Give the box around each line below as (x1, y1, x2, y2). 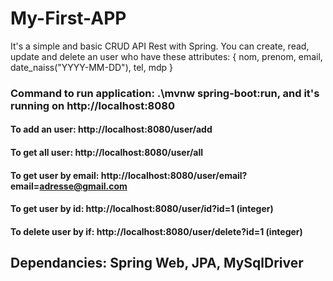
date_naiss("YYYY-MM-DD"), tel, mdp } (10, 61, 173, 73)
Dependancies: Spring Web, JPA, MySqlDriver (10, 255, 304, 272)
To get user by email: (10, 169, 100, 181)
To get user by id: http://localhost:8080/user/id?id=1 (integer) (10, 203, 274, 215)
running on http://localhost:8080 (10, 98, 175, 112)
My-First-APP (10, 7, 127, 30)
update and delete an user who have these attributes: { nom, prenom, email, (10, 50, 323, 62)
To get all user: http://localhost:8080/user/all (10, 147, 204, 159)
